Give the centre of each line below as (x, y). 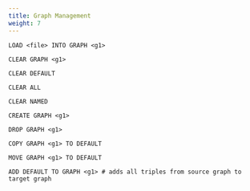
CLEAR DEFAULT (32, 73)
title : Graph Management (50, 16)
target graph (30, 179)
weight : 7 (25, 23)
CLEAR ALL (25, 87)
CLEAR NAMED (28, 101)
